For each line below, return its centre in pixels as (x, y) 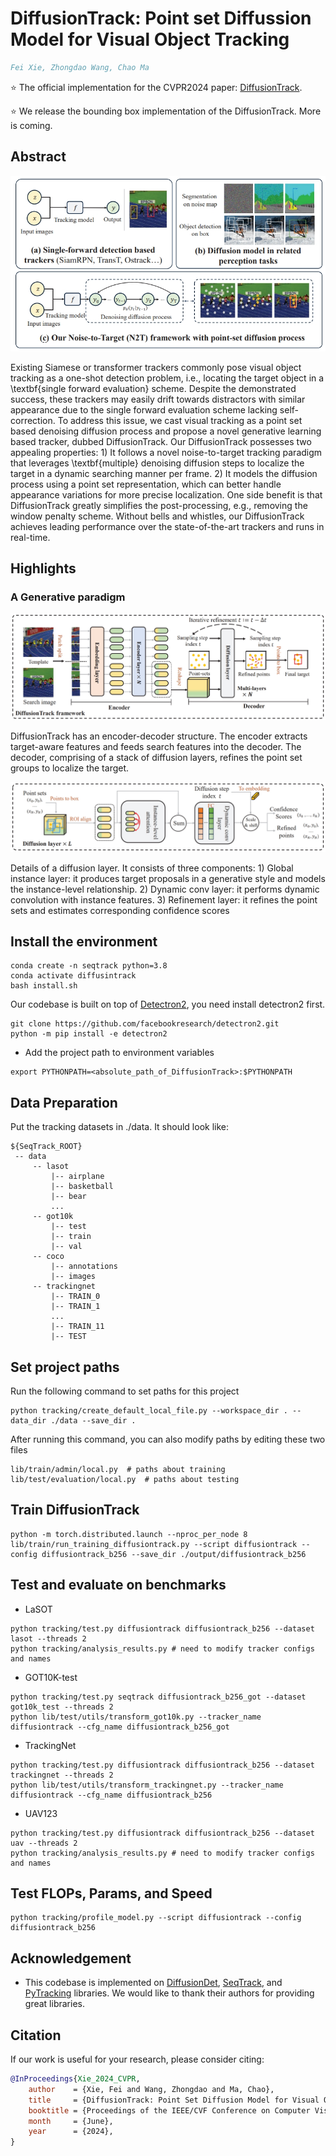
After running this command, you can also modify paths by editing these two (168, 1439)
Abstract (38, 157)
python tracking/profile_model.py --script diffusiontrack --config (156, 1918)
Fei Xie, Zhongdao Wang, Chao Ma (80, 67)
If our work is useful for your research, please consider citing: (137, 2059)
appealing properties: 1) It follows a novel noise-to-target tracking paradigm (166, 452)
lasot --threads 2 (48, 1638)
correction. (33, 420)
